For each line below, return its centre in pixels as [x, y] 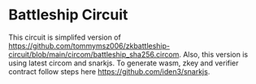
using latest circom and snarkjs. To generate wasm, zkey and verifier [124, 63]
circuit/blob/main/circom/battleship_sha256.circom [94, 54]
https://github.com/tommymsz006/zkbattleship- [89, 45]
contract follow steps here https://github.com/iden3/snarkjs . [109, 71]
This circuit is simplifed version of [65, 37]
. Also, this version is [213, 54]
